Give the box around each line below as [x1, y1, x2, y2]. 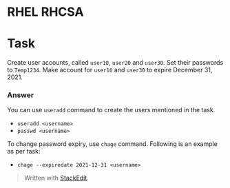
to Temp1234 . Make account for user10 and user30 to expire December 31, [7, 66, 213, 74]
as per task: [7, 147, 41, 156]
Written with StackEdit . [23, 174, 90, 182]
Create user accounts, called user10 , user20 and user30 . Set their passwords [7, 59, 224, 67]
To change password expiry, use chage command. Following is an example [7, 140, 218, 148]
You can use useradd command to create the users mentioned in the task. [7, 106, 216, 114]
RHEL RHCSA [7, 4, 84, 20]
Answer [7, 90, 34, 100]
